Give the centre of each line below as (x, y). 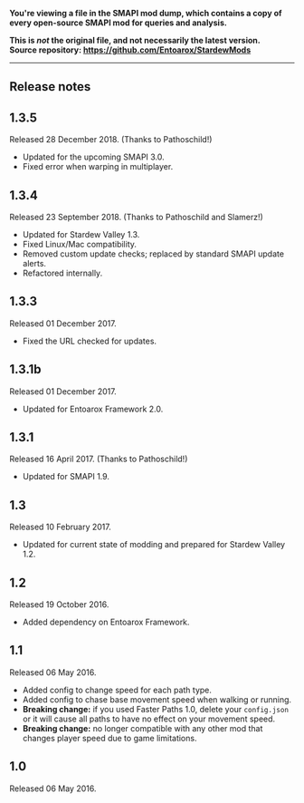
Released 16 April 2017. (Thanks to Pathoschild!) (99, 459)
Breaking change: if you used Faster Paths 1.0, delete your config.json (156, 709)
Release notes (50, 87)
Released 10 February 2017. (60, 527)
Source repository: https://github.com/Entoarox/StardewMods (130, 50)
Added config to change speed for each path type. (117, 690)
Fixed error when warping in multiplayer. (98, 167)
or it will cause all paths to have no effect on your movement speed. (149, 719)
